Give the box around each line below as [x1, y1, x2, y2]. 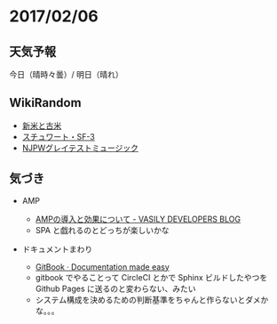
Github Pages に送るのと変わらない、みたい [35, 283, 196, 294]
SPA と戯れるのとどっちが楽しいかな [35, 224, 170, 235]
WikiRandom [9, 95, 82, 110]
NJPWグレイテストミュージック [21, 142, 139, 153]
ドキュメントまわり [21, 243, 93, 255]
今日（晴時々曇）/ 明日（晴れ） [9, 69, 123, 79]
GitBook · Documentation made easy [35, 261, 170, 272]
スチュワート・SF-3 [21, 131, 95, 142]
